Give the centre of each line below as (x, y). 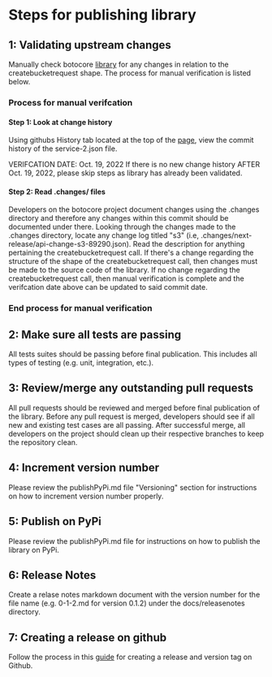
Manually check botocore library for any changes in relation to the (119, 64)
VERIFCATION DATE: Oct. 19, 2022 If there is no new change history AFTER (134, 165)
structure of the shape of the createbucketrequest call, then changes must (133, 261)
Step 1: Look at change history (60, 122)
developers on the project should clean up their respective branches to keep (136, 433)
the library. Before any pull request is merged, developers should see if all (132, 416)
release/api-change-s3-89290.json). (70, 244)
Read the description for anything (189, 244)
